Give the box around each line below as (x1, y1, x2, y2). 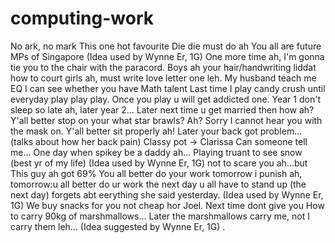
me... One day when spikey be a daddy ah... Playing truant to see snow (10, 146, 303, 158)
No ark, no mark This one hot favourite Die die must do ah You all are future (10, 40, 322, 52)
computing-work (10, 7, 155, 30)
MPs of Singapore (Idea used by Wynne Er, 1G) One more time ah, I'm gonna (10, 50, 325, 62)
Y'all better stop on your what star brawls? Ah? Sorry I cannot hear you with (10, 114, 323, 126)
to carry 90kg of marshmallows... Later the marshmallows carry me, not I (10, 210, 311, 222)
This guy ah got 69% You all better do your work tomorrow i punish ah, (10, 167, 303, 179)
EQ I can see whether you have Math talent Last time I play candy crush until (10, 82, 326, 94)
